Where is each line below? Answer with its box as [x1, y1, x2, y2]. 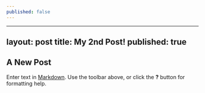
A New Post [6, 57, 52, 68]
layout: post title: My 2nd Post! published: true [6, 37, 187, 47]
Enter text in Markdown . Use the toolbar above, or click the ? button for [6, 73, 185, 80]
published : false [6, 8, 51, 15]
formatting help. [6, 80, 47, 87]
